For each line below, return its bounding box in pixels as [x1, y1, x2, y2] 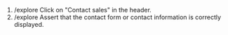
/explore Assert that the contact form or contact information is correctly [13, 13, 222, 21]
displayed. [13, 21, 44, 28]
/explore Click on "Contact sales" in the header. [13, 6, 152, 14]
